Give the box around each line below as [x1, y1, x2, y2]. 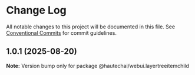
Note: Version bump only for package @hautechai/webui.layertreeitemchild [6, 62, 190, 69]
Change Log [6, 4, 67, 17]
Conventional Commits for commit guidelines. [6, 29, 117, 36]
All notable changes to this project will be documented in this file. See [6, 23, 176, 30]
